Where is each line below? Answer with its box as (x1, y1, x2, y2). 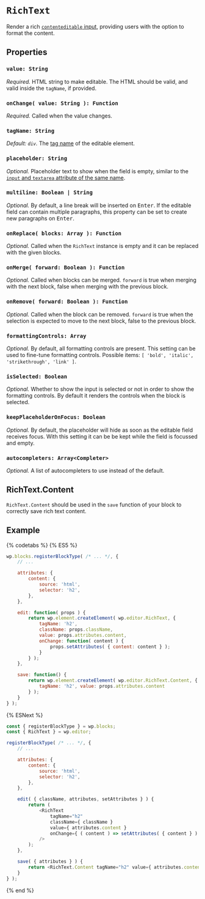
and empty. (6, 439, 35, 446)
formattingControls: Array (6, 333, 87, 339)
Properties (6, 47, 48, 58)
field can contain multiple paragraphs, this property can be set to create (6, 208, 187, 216)
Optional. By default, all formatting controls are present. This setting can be (6, 345, 196, 352)
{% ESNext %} (6, 711, 43, 718)
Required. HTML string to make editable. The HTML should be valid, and (6, 78, 188, 85)
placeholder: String (6, 155, 68, 162)
